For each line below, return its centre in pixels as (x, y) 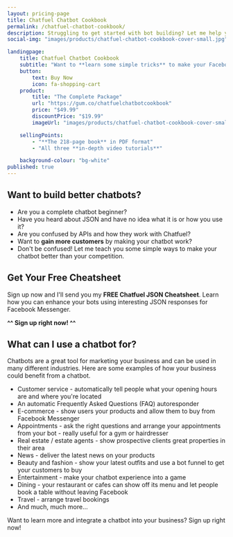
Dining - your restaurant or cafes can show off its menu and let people (118, 485)
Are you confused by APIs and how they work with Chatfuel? (104, 234)
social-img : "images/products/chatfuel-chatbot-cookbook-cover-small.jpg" (118, 39)
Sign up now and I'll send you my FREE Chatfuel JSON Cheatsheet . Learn (113, 294)
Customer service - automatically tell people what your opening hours (117, 389)
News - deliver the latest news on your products (86, 455)
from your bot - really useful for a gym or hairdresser (93, 433)
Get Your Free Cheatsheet (64, 278)
